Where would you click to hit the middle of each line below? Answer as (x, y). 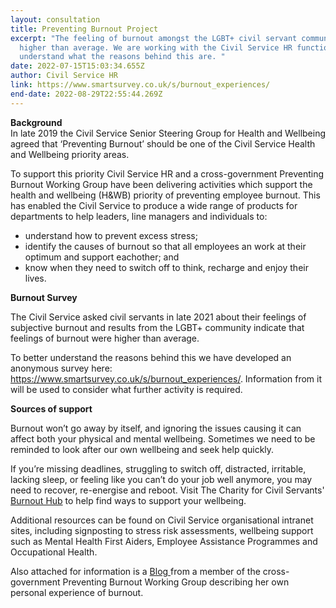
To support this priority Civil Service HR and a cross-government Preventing (167, 173)
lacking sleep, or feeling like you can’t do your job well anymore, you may (161, 479)
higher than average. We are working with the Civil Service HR (156, 47)
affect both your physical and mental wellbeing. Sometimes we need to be (163, 438)
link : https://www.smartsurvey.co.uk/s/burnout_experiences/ (140, 85)
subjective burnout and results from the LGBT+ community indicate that (157, 327)
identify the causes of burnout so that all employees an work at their (165, 246)
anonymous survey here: (61, 368)
